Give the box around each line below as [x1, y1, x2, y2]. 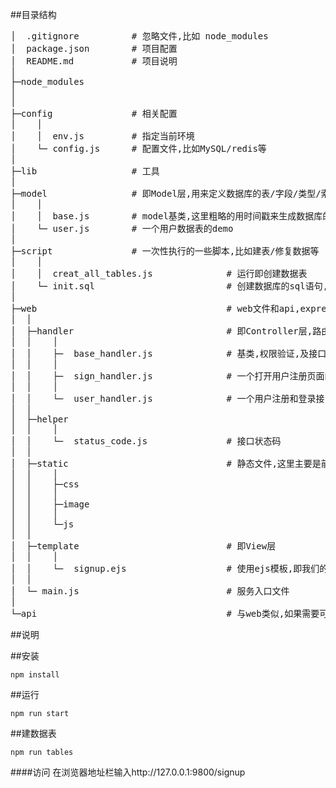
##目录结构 [10, 9, 57, 20]
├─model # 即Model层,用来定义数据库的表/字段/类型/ [10, 188, 322, 199]
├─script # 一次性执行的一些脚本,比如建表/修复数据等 [10, 246, 320, 257]
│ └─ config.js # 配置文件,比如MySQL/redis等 [10, 143, 267, 154]
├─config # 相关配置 [10, 108, 178, 119]
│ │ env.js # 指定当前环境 [10, 131, 195, 142]
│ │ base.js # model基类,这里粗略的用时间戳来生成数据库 [10, 211, 323, 222]
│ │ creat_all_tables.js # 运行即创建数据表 [10, 268, 308, 279]
